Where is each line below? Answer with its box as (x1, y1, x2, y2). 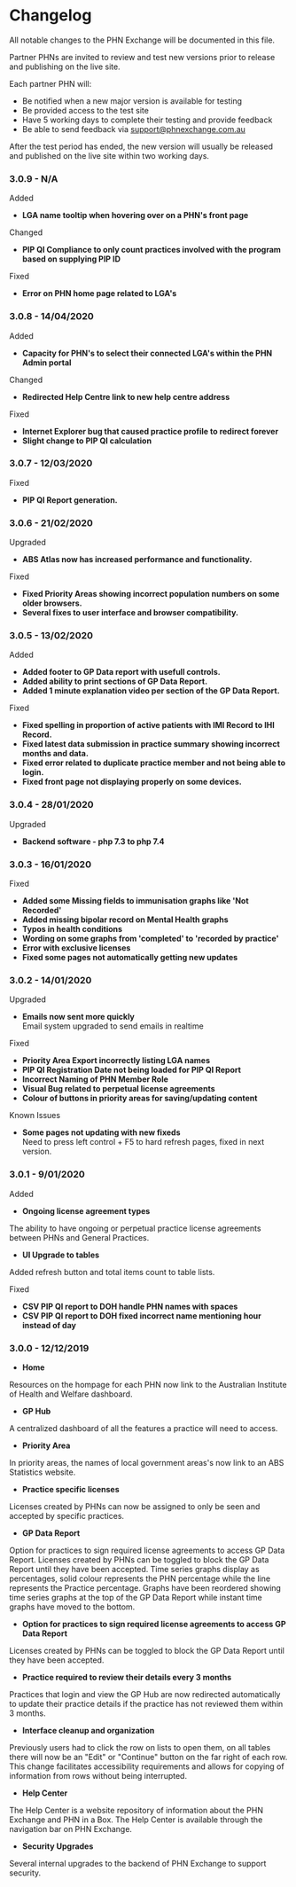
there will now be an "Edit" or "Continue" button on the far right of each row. (9, 1751, 288, 1762)
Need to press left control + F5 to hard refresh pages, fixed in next (21, 1137, 265, 1147)
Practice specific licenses (21, 1484, 120, 1494)
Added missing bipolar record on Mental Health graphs (21, 914, 229, 925)
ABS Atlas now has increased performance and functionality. (21, 554, 253, 565)
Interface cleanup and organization (21, 1725, 155, 1735)
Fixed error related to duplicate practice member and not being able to (21, 757, 286, 768)
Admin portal (21, 356, 72, 368)
